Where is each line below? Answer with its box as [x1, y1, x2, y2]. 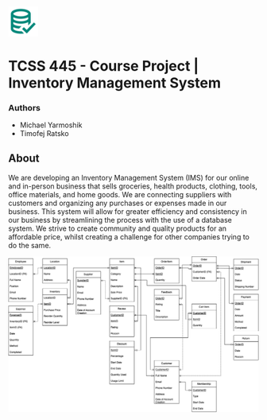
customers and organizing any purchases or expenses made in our [8, 198, 227, 208]
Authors [8, 102, 41, 113]
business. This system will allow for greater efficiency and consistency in [8, 206, 248, 216]
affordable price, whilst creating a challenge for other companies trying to [8, 231, 250, 241]
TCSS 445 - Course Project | [8, 56, 199, 75]
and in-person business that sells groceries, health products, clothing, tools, [8, 181, 258, 191]
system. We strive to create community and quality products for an [8, 224, 227, 233]
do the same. [8, 240, 52, 250]
